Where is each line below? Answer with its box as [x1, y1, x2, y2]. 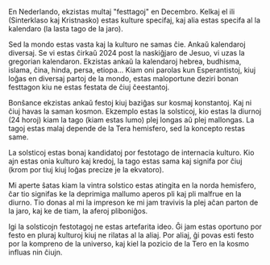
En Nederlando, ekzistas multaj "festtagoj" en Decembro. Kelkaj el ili [8, 7, 235, 16]
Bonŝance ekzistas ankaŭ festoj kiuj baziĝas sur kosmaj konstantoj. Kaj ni [8, 98, 252, 107]
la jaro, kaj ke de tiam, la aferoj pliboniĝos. [8, 206, 148, 216]
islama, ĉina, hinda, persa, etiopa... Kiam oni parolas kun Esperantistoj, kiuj [8, 65, 256, 75]
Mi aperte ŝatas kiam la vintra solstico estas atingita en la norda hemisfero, [8, 180, 256, 190]
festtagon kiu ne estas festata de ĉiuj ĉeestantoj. [8, 82, 170, 92]
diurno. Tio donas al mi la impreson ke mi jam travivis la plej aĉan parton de [8, 197, 259, 207]
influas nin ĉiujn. [8, 247, 63, 257]
